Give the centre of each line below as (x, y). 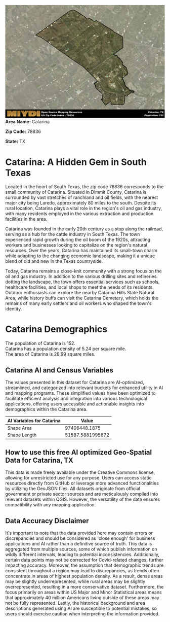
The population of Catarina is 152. (40, 343)
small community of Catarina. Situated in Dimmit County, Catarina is (76, 192)
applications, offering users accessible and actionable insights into (75, 404)
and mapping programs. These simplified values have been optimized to (80, 393)
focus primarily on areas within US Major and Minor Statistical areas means (83, 592)
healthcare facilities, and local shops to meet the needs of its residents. (80, 287)
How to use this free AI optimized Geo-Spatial (79, 452)
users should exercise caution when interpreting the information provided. (82, 614)
